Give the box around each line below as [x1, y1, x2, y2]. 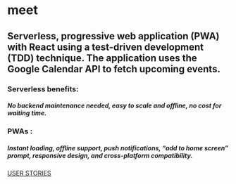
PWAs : [7, 126, 33, 136]
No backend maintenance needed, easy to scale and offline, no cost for [7, 101, 222, 110]
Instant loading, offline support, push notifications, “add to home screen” [7, 144, 229, 152]
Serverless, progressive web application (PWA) [7, 30, 220, 42]
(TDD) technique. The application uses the [7, 52, 197, 64]
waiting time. [7, 109, 47, 117]
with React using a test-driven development [7, 41, 204, 53]
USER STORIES [7, 169, 51, 178]
